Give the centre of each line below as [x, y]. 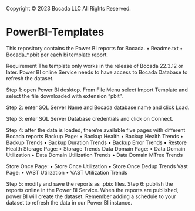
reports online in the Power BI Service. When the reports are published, [92, 190]
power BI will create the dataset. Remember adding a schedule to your [91, 196]
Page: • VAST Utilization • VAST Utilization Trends [67, 172]
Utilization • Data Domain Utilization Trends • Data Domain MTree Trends [95, 155]
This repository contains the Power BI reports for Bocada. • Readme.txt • [95, 48]
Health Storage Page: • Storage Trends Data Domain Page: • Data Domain [96, 148]
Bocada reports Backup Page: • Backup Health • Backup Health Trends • [95, 136]
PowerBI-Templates [55, 32]
